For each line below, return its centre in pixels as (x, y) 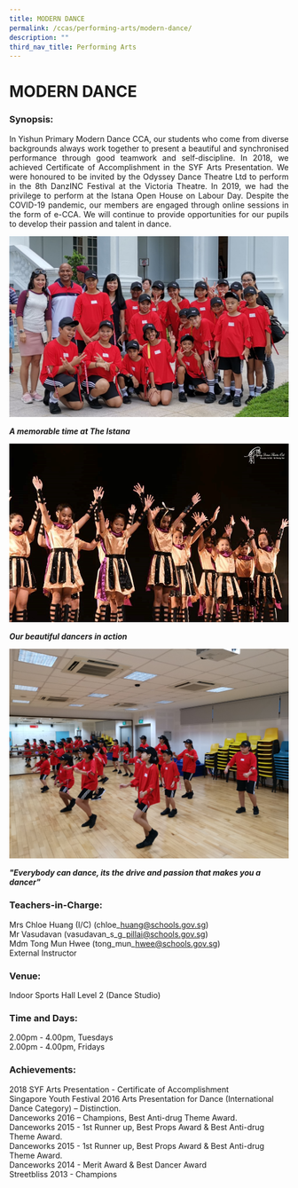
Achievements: (43, 1070)
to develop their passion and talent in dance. (90, 224)
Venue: (25, 976)
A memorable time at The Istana (70, 431)
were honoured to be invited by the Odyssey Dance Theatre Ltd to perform (149, 177)
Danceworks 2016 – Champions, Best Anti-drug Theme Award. (123, 1117)
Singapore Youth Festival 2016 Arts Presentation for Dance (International (141, 1098)
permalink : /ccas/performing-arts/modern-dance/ (101, 28)
